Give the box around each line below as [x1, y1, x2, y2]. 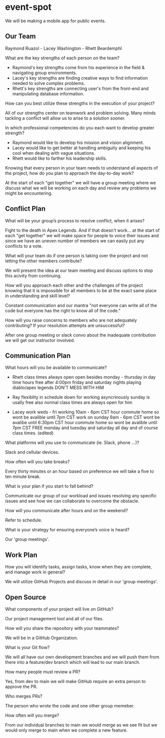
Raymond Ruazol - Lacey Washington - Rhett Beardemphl [5, 45, 122, 51]
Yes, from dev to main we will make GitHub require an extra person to [5, 679, 146, 684]
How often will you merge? [5, 712, 59, 718]
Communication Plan [5, 351, 71, 360]
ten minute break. [5, 474, 41, 479]
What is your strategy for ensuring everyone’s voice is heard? [5, 527, 130, 533]
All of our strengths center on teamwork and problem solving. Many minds [5, 110, 156, 116]
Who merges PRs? [5, 694, 43, 699]
